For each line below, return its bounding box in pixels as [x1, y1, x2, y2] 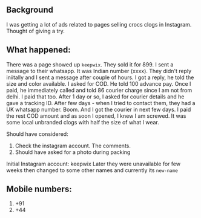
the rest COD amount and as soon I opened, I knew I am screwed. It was [6, 112, 186, 120]
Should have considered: [6, 130, 68, 138]
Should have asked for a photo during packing [15, 148, 131, 156]
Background [6, 5, 53, 15]
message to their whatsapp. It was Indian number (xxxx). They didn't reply [6, 67, 192, 74]
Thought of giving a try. [6, 27, 65, 34]
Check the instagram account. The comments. [15, 142, 131, 149]
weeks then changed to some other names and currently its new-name [6, 166, 179, 174]
